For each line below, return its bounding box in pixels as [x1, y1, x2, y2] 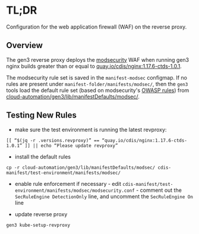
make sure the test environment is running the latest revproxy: [14, 126, 167, 133]
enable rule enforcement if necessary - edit [14, 180, 122, 187]
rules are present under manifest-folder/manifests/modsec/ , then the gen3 [6, 80, 188, 87]
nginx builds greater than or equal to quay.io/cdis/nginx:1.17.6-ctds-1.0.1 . [6, 62, 182, 69]
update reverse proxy [14, 210, 68, 217]
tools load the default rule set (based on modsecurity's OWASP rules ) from [6, 87, 189, 94]
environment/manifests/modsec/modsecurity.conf [14, 188, 135, 194]
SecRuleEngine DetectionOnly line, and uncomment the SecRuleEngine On [14, 192, 193, 200]
